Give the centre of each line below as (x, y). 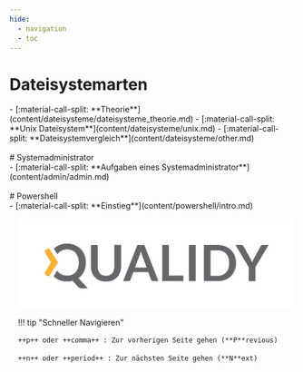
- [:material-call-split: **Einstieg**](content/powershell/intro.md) (132, 206)
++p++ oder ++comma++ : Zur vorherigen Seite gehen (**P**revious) (148, 340)
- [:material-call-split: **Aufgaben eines (85, 167)
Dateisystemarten (78, 84)
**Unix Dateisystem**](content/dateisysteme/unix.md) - (116, 129)
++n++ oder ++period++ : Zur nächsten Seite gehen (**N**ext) (138, 358)
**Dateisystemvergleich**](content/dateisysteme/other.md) (142, 138)
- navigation (42, 29)
